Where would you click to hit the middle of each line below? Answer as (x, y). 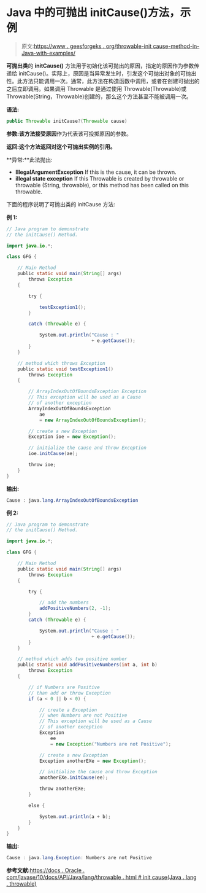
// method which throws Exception (61, 363)
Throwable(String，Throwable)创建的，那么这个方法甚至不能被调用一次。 (99, 96)
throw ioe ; (42, 465)
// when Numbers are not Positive (83, 716)
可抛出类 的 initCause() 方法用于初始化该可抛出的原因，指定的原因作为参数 (100, 66)
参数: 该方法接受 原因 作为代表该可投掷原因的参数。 (69, 133)
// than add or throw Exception (70, 693)
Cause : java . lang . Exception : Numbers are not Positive (79, 858)
